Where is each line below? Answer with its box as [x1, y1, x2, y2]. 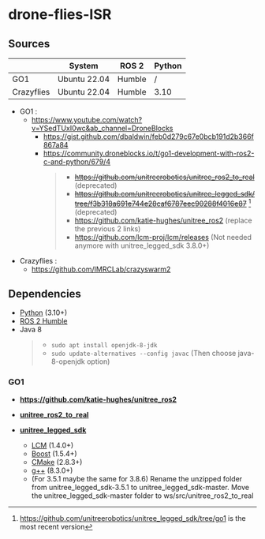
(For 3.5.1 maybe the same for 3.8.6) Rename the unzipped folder [31, 473, 243, 483]
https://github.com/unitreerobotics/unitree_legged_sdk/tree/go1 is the [19, 513, 246, 522]
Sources [8, 37, 50, 51]
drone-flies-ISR [8, 6, 112, 24]
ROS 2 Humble [19, 316, 68, 326]
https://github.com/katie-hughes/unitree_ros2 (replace [74, 215, 252, 225]
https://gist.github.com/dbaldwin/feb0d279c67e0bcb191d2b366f [43, 132, 255, 141]
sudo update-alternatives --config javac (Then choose [50, 349, 237, 358]
